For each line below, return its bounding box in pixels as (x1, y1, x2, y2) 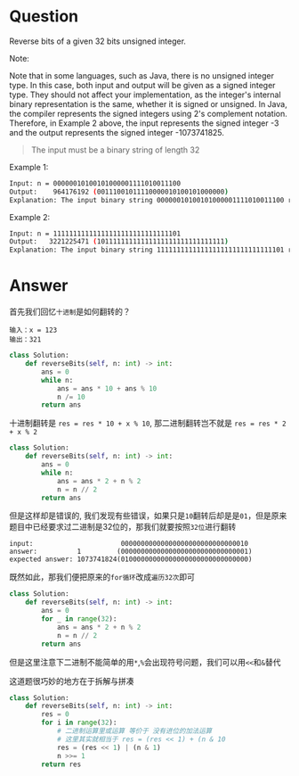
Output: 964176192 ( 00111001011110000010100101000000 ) (9, 187, 229, 196)
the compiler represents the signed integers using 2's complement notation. (9, 108, 287, 119)
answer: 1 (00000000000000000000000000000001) (9, 547, 253, 557)
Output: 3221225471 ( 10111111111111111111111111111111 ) (9, 237, 229, 246)
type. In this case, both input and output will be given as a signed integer (9, 79, 276, 90)
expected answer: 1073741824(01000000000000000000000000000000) (9, 555, 253, 564)
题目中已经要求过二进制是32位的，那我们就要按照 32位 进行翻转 (9, 522, 237, 532)
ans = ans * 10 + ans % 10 (56, 384, 158, 393)
